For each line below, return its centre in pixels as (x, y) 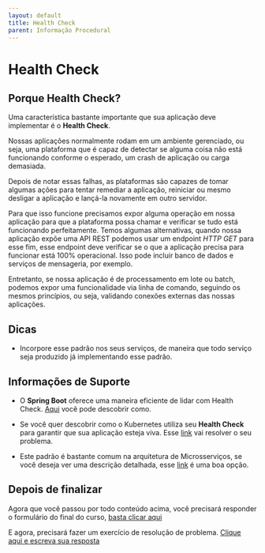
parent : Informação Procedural (60, 30)
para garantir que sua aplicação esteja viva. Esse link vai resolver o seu (136, 433)
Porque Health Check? (64, 98)
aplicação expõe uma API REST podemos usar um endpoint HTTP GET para (131, 239)
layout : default (35, 15)
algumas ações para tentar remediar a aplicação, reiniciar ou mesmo (119, 190)
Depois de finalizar (55, 489)
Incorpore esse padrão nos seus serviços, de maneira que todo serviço (136, 348)
